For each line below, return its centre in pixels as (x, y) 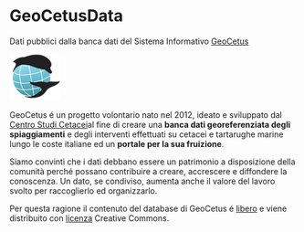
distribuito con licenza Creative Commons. (89, 218)
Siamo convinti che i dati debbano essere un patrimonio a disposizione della (152, 162)
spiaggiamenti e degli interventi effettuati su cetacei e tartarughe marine (147, 134)
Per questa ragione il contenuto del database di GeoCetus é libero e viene (148, 208)
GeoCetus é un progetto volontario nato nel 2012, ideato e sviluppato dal (146, 114)
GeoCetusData (66, 16)
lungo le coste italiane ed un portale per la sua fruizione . (117, 143)
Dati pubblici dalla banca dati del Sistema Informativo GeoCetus (129, 41)
